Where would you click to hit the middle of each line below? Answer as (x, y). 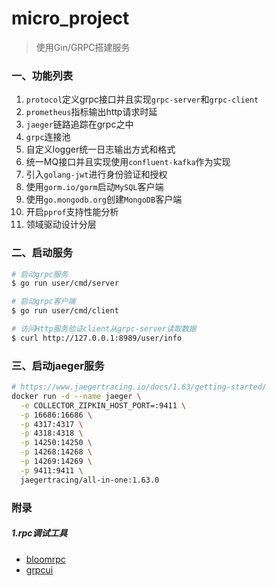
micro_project (70, 18)
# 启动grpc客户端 (43, 302)
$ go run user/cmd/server (65, 283)
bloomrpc (45, 559)
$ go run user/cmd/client (65, 311)
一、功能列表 (42, 75)
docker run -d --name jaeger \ (76, 396)
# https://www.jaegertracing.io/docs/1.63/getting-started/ (139, 387)
